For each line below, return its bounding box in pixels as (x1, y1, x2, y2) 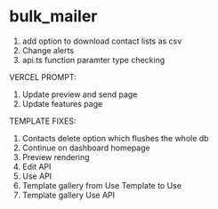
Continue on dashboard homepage (21, 142, 150, 153)
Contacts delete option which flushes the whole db (21, 133, 209, 143)
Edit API (21, 161, 52, 172)
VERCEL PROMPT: (9, 71, 77, 82)
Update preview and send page (21, 89, 138, 100)
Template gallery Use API (21, 189, 116, 200)
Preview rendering (21, 151, 91, 162)
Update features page (21, 98, 103, 109)
